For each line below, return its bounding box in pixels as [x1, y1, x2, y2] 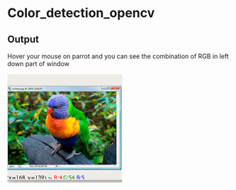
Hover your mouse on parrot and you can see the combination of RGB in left [7, 52, 229, 60]
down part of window [7, 60, 69, 68]
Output [7, 33, 39, 45]
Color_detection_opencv [7, 5, 155, 21]
